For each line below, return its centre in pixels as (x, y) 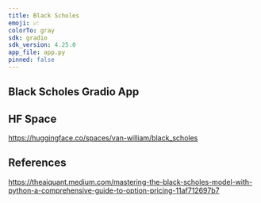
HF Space (33, 119)
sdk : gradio (28, 38)
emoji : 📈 (24, 23)
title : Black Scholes (44, 15)
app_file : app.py (37, 52)
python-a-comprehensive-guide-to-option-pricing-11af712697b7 (114, 190)
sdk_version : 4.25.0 (42, 45)
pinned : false (32, 60)
